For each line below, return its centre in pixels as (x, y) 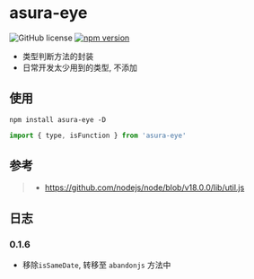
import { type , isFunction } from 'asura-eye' (98, 135)
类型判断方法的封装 (58, 56)
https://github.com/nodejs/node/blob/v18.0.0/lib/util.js (145, 187)
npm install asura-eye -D (57, 119)
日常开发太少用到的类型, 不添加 (79, 67)
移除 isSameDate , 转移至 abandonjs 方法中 (96, 265)
